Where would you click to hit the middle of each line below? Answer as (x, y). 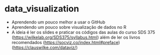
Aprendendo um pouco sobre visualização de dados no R (69, 27)
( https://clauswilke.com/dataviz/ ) (45, 47)
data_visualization (42, 9)
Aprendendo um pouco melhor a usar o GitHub (58, 22)
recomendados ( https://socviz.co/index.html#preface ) (66, 42)
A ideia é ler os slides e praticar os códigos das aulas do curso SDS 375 (83, 32)
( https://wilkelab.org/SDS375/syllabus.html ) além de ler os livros (76, 37)
